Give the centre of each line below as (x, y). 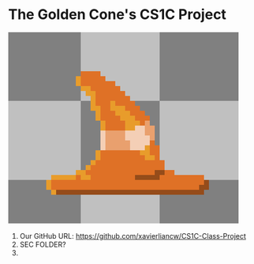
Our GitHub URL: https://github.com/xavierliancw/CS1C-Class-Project (133, 236)
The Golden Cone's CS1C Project (118, 15)
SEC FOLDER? (43, 244)
